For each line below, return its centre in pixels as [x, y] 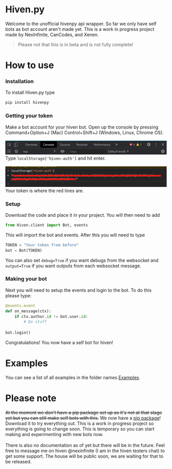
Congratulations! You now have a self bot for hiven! [59, 343]
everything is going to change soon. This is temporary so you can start [80, 429]
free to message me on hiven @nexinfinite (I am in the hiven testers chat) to [85, 451]
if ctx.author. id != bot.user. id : [51, 316]
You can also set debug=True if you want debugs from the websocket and [82, 260]
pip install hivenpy [27, 103]
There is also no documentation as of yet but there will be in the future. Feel [85, 445]
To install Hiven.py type [30, 92]
